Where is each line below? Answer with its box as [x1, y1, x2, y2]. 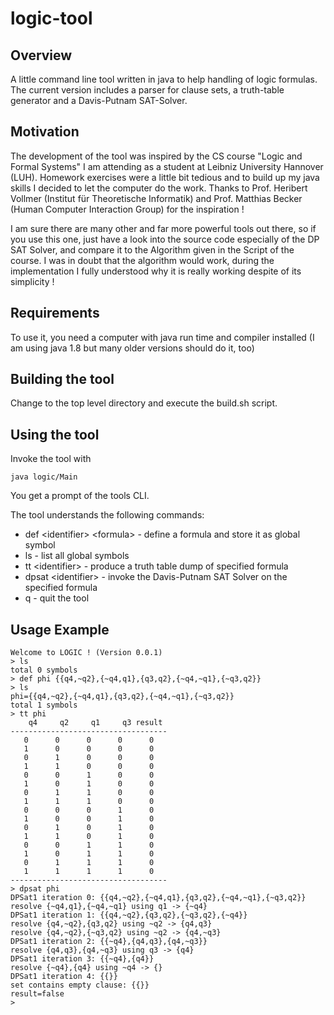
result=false [10, 989, 65, 999]
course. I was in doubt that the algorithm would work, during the [10, 254, 275, 266]
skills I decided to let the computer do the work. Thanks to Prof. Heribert [10, 182, 308, 194]
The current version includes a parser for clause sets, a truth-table [10, 84, 285, 96]
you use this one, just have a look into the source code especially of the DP [10, 233, 320, 245]
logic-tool [10, 7, 93, 30]
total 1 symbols [10, 700, 78, 711]
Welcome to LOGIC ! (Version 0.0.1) [10, 648, 163, 658]
